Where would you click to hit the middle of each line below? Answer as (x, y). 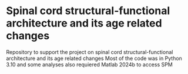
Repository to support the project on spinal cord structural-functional (90, 52)
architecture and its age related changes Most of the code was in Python (94, 58)
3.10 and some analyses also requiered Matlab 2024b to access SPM (90, 64)
